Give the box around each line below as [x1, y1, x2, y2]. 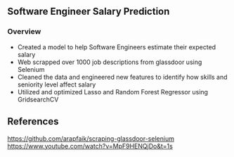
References [7, 115, 59, 127]
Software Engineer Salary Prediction [7, 6, 170, 18]
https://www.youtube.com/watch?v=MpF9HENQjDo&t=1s [7, 142, 174, 150]
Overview [7, 27, 41, 37]
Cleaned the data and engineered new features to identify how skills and [17, 73, 228, 81]
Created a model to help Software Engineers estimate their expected [17, 42, 216, 51]
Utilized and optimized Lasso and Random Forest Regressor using [17, 87, 209, 96]
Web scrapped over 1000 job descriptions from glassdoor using [17, 58, 202, 66]
